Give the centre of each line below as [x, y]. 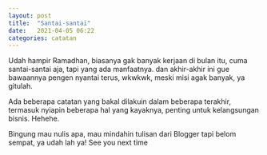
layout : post [30, 16]
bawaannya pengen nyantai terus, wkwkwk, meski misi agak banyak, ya [127, 77]
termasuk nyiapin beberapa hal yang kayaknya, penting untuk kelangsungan [134, 110]
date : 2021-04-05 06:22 [51, 30]
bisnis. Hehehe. [34, 119]
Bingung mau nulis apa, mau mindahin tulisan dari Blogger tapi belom [122, 134]
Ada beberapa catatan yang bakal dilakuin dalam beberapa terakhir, [120, 101]
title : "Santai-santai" [50, 23]
